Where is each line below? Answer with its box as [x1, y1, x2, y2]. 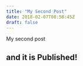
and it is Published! [6, 52, 78, 62]
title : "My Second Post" [6, 8, 67, 15]
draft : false [6, 19, 38, 25]
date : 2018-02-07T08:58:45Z [6, 14, 75, 20]
